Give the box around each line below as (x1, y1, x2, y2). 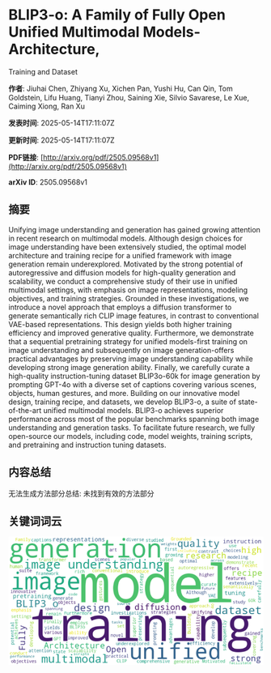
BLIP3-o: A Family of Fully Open (8, 6, 227, 24)
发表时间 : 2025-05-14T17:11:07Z (8, 117, 115, 127)
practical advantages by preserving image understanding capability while (8, 354, 253, 364)
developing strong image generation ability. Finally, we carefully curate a (8, 362, 251, 372)
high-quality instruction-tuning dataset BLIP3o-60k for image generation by (8, 371, 260, 381)
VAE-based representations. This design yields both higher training (8, 319, 232, 329)
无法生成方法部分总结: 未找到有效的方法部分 (8, 488, 155, 498)
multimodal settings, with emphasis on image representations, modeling (8, 285, 248, 295)
